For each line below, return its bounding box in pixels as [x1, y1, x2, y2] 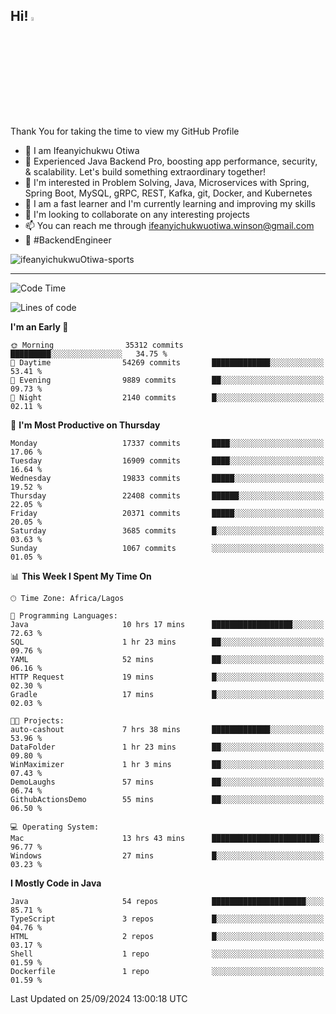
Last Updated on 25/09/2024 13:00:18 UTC [10, 992, 188, 1004]
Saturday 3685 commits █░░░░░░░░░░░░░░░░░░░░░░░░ [10, 525, 325, 536]
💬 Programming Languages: [10, 610, 118, 621]
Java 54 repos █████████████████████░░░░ [10, 896, 325, 906]
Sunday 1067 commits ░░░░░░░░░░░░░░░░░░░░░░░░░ [10, 543, 325, 553]
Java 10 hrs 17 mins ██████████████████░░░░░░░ [10, 619, 325, 629]
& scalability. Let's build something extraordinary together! [24, 165, 266, 178]
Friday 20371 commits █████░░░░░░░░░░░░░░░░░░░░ [10, 508, 325, 518]
